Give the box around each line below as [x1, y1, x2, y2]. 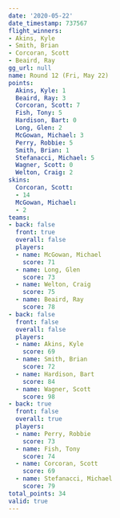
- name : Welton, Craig [15, 280, 91, 289]
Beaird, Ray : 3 [15, 94, 66, 102]
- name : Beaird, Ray [15, 296, 84, 304]
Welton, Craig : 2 [15, 169, 74, 177]
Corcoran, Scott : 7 [15, 101, 81, 109]
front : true [15, 228, 56, 237]
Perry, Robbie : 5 [15, 138, 74, 147]
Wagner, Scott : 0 [15, 161, 74, 169]
